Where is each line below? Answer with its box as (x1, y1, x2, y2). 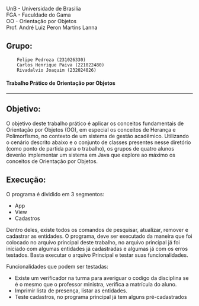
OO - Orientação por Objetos (6, 18, 77, 24)
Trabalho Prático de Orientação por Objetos (6, 79, 115, 87)
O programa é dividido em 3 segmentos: (6, 190, 105, 197)
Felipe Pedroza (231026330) (17, 56, 86, 63)
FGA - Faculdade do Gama (6, 11, 71, 18)
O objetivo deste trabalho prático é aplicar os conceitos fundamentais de (6, 120, 184, 127)
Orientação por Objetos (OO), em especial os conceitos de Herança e (6, 126, 176, 133)
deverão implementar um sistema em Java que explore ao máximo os (6, 151, 176, 158)
